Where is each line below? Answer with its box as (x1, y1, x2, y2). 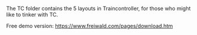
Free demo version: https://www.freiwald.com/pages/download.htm (6, 23, 173, 29)
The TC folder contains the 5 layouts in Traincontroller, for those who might (6, 5, 191, 12)
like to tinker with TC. (6, 11, 59, 18)
